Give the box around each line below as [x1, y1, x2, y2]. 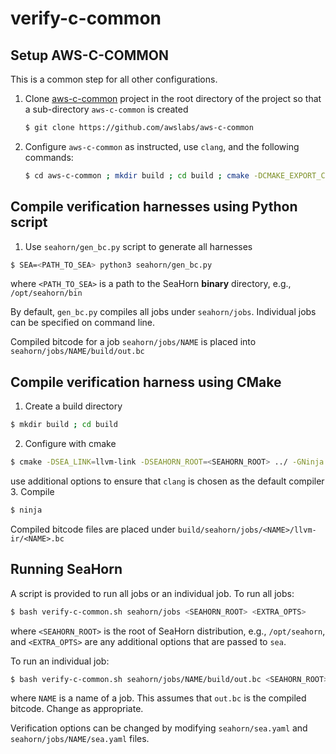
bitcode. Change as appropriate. [10, 703, 144, 715]
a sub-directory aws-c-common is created [24, 103, 189, 115]
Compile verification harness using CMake [10, 373, 282, 391]
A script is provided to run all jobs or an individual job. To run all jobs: [10, 587, 295, 599]
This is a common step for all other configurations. [10, 73, 218, 85]
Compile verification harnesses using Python [10, 198, 298, 216]
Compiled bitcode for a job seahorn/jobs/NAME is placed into [10, 336, 257, 348]
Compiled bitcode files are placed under [10, 523, 176, 535]
